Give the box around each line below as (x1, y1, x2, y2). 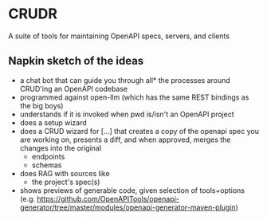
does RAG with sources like (19, 168, 110, 178)
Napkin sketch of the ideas (8, 54, 144, 68)
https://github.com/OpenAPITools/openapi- (37, 194, 179, 203)
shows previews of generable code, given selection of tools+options (19, 185, 245, 195)
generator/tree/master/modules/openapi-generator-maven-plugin (19, 202, 237, 212)
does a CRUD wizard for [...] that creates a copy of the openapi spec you (19, 126, 259, 136)
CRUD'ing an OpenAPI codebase (19, 84, 128, 93)
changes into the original (19, 143, 102, 152)
